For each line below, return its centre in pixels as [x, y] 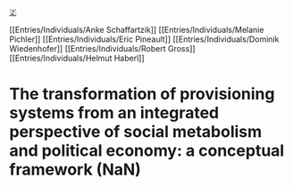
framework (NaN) [75, 170]
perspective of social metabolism [136, 132]
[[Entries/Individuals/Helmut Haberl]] [77, 58]
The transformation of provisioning [142, 94]
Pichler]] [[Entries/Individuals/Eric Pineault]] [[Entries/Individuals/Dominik [144, 39]
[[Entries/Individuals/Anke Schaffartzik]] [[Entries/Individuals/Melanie [137, 30]
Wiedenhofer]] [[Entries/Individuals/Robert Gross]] [102, 49]
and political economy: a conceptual [147, 151]
